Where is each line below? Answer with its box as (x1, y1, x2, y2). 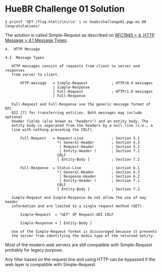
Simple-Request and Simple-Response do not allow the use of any (11, 195, 146, 200)
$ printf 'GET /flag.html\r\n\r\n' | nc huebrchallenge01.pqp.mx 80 (5, 19, 146, 24)
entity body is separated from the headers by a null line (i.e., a (11, 123, 153, 128)
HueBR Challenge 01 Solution (5, 3, 125, 15)
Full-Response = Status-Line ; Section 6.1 (20, 165, 140, 170)
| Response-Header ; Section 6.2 (59, 174, 140, 179)
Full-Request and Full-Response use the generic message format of (11, 102, 151, 107)
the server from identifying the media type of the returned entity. (11, 233, 155, 238)
